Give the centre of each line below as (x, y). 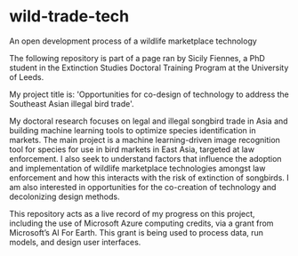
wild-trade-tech (69, 16)
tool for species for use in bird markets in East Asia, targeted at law (132, 149)
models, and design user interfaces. (75, 242)
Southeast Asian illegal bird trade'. (72, 103)
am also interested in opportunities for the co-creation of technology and (143, 187)
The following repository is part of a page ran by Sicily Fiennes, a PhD (137, 58)
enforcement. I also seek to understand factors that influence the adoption (145, 158)
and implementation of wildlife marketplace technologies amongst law (137, 168)
